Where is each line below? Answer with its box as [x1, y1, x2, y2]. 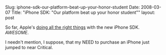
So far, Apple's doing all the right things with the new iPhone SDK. [5, 24, 140, 30]
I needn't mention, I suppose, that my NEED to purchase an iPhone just [5, 39, 150, 45]
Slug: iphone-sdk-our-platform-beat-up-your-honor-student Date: [5, 4, 140, 10]
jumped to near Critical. [5, 45, 54, 50]
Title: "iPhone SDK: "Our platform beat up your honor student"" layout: [11, 9, 155, 15]
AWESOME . [5, 30, 29, 35]
